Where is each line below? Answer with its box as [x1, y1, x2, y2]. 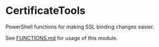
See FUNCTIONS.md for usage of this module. [5, 34, 118, 41]
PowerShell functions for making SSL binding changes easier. [5, 23, 154, 30]
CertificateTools [5, 4, 86, 17]
